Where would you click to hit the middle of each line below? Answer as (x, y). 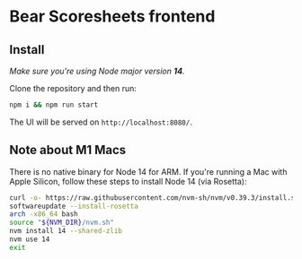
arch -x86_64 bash (44, 214)
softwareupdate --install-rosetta (74, 206)
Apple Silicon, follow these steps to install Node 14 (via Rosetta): (128, 181)
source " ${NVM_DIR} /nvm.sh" (62, 223)
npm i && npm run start (54, 105)
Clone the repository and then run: (73, 88)
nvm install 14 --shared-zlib (66, 231)
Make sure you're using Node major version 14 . (97, 71)
